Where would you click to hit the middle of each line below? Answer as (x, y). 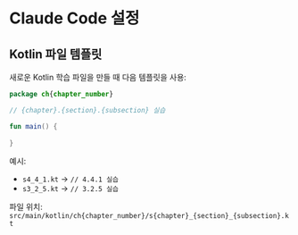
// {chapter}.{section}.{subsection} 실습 (87, 110)
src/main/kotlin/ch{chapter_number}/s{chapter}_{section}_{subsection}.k (149, 216)
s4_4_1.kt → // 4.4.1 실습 (70, 179)
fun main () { (33, 126)
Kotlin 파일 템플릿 (56, 54)
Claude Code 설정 (74, 18)
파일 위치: (26, 207)
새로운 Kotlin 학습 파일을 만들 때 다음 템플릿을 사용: (98, 77)
